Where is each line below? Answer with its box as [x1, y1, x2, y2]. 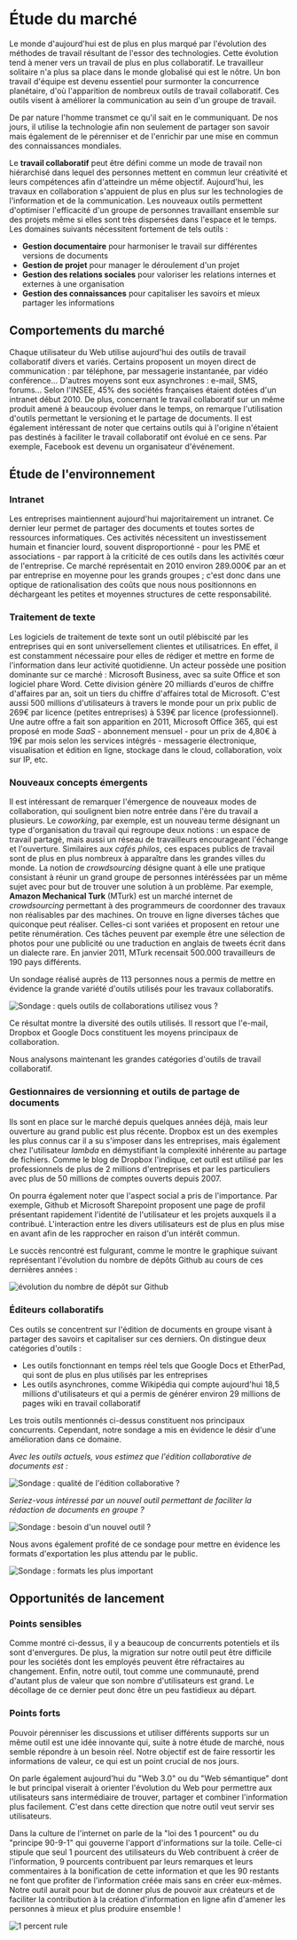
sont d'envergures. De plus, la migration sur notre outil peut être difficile [9, 1647, 272, 1658]
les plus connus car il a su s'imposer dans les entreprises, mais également [9, 1136, 281, 1146]
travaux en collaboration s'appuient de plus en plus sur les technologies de [9, 186, 284, 196]
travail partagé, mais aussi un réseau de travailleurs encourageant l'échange [9, 835, 289, 845]
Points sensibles [9, 1617, 82, 1629]
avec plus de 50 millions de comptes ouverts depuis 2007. [9, 1173, 222, 1184]
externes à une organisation [21, 278, 125, 289]
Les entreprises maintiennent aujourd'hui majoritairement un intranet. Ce [9, 513, 275, 524]
